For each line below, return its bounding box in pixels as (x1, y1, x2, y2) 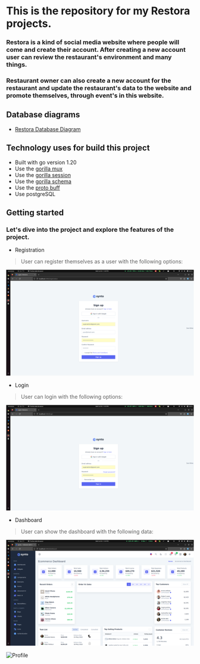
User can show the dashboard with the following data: (20, 528, 154, 535)
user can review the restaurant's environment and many (6, 53, 172, 61)
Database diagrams (6, 110, 80, 120)
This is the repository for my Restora (6, 4, 190, 18)
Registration (14, 246, 45, 254)
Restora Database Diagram (14, 125, 81, 132)
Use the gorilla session (14, 171, 71, 178)
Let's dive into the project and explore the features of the (6, 225, 174, 234)
